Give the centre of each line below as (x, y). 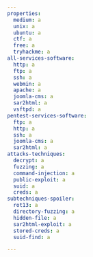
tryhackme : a (32, 52)
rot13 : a (26, 205)
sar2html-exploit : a (42, 224)
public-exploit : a (40, 179)
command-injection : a (44, 173)
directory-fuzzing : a (44, 212)
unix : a (24, 26)
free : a (24, 45)
